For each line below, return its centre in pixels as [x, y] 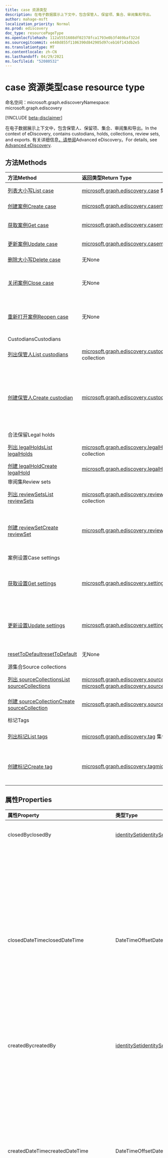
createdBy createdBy [32, 1046]
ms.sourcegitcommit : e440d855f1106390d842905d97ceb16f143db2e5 [72, 43]
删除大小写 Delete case [34, 260]
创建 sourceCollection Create [41, 701]
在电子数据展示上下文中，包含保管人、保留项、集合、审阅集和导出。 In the [81, 128]
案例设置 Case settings [34, 558]
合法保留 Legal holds [31, 435]
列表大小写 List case [31, 190]
